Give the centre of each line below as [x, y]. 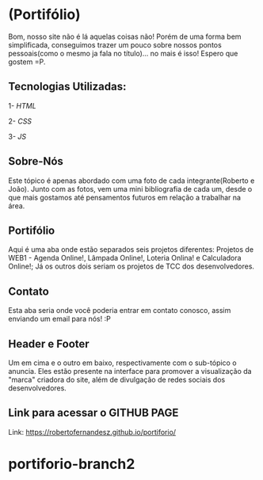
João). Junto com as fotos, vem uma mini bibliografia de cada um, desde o [130, 189]
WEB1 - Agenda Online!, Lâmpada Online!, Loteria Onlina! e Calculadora [125, 258]
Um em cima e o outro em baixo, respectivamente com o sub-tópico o [122, 363]
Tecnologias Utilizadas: [67, 87]
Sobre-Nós [36, 161]
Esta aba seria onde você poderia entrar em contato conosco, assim [120, 310]
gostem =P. [27, 62]
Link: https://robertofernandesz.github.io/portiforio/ [92, 432]
